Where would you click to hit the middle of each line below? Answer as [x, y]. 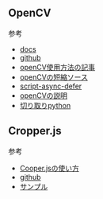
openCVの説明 [44, 96]
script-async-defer [51, 86]
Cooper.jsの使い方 [49, 168]
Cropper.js [35, 131]
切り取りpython [45, 105]
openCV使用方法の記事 [57, 67]
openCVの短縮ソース [54, 77]
